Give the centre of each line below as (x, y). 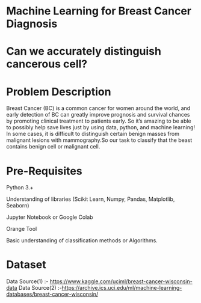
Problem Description (59, 92)
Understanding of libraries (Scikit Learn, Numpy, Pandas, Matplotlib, (91, 199)
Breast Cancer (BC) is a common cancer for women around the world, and (98, 108)
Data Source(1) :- (27, 281)
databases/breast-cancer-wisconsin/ (52, 294)
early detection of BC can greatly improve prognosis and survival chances (98, 115)
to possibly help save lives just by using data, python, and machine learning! (101, 127)
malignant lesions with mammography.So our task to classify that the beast (99, 140)
